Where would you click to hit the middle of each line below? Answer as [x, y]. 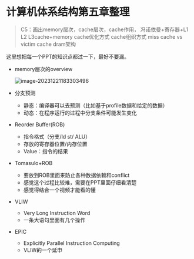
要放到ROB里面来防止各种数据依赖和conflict [76, 175]
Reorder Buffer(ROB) [40, 125]
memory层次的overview [44, 69]
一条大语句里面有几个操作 [54, 220]
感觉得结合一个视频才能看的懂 [59, 190]
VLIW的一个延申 [43, 250]
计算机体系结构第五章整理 [68, 12]
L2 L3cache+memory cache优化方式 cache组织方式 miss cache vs [101, 36]
